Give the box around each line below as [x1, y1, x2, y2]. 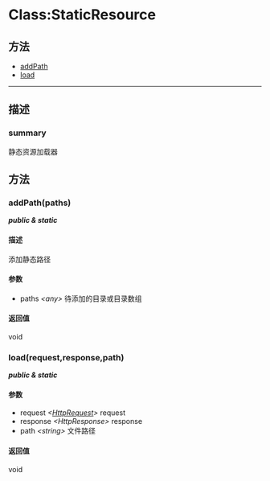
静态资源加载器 [8, 146, 58, 156]
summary [8, 127, 47, 138]
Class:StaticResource [8, 6, 157, 24]
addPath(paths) [8, 197, 72, 208]
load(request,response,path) [8, 351, 125, 363]
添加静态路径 [8, 254, 51, 264]
